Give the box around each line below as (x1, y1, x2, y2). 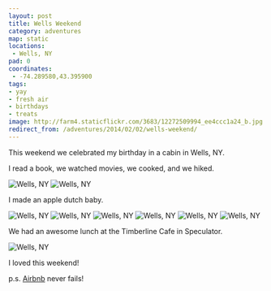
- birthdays (8, 102, 49, 111)
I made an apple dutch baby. (8, 194, 104, 204)
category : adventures (8, 27, 82, 35)
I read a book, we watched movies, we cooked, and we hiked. (8, 163, 215, 173)
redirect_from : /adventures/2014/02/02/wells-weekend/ (8, 125, 198, 133)
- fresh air (8, 95, 49, 103)
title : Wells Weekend (8, 20, 82, 28)
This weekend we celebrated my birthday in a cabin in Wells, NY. (8, 147, 226, 157)
